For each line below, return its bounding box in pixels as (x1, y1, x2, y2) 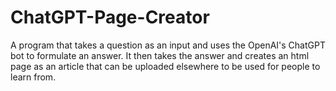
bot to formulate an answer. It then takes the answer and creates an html (10, 49, 310, 61)
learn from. (10, 71, 57, 83)
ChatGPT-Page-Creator (10, 6, 210, 29)
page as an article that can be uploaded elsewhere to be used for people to (10, 60, 321, 72)
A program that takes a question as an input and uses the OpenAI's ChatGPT (10, 39, 326, 51)
